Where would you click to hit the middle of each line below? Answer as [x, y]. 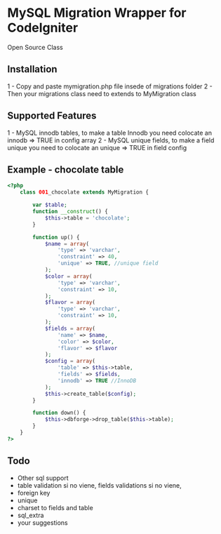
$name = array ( [67, 243]
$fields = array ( [70, 328]
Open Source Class [35, 47]
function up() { [56, 237]
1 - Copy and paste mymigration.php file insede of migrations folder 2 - [110, 86]
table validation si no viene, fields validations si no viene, [100, 485]
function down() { [59, 413]
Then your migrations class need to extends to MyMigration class [102, 93]
